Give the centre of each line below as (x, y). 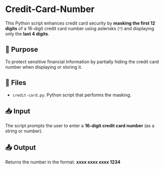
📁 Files (16, 83)
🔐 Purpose (22, 49)
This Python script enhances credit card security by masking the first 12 (80, 23)
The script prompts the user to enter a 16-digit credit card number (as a (80, 126)
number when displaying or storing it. (44, 67)
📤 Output (21, 147)
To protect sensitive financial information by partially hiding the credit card (82, 62)
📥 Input (18, 111)
